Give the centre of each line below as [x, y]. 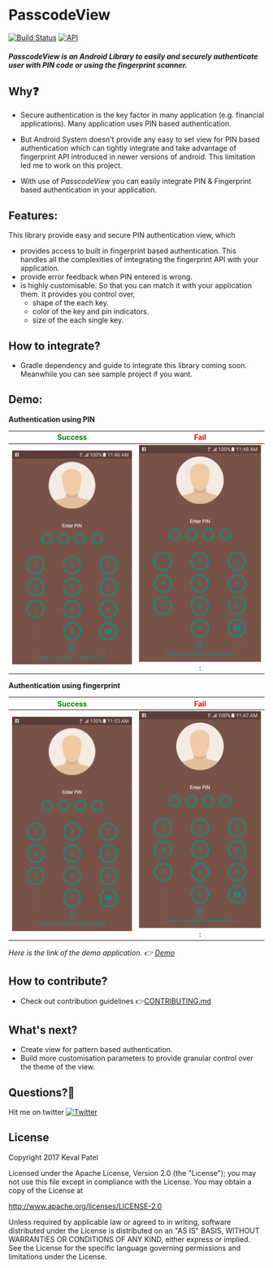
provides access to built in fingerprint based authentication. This [128, 251]
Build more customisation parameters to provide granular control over [136, 1058]
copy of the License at [46, 1190]
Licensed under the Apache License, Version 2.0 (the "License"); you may [132, 1173]
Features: [33, 215]
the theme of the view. [58, 1067]
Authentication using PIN [52, 419]
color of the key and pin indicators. [91, 312]
